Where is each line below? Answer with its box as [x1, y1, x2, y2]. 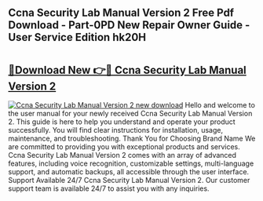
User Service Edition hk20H [8, 31, 147, 44]
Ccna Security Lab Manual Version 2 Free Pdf [8, 6, 234, 20]
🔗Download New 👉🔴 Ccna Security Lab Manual [8, 63, 247, 77]
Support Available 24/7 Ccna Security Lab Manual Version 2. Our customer [8, 176, 250, 185]
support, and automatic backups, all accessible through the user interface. [8, 167, 250, 176]
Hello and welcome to [184, 100, 255, 109]
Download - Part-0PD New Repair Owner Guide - [8, 19, 250, 32]
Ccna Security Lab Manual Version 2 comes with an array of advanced [8, 151, 237, 159]
